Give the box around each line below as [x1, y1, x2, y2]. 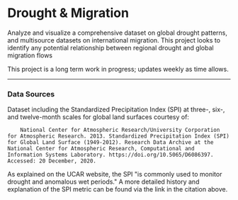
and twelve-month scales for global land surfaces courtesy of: [7, 113, 190, 121]
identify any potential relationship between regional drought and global [7, 43, 214, 52]
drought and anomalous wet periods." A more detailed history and [7, 177, 200, 186]
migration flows [7, 51, 53, 60]
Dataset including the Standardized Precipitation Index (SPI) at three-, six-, [7, 105, 225, 114]
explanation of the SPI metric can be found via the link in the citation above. [7, 185, 228, 194]
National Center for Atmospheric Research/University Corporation [20, 126, 220, 134]
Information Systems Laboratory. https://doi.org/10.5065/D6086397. [7, 151, 214, 159]
